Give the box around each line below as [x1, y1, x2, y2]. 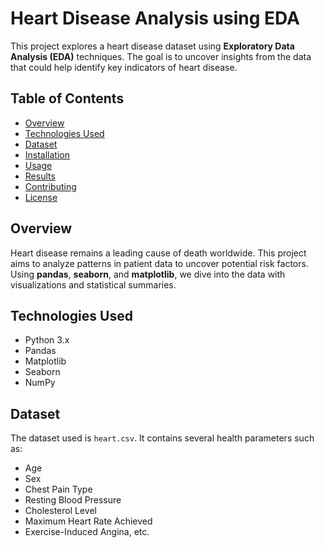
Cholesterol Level [24, 505, 97, 517]
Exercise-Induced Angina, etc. [24, 526, 150, 538]
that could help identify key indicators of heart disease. [10, 61, 238, 73]
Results [24, 170, 56, 182]
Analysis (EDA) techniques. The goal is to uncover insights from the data [10, 50, 312, 62]
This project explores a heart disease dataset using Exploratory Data [10, 40, 295, 52]
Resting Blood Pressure [24, 494, 122, 506]
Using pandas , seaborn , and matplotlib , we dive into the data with [10, 268, 286, 280]
